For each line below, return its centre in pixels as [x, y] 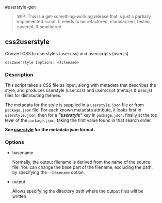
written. [20, 196]
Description [19, 75]
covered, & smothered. [40, 27]
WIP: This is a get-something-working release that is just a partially [84, 16]
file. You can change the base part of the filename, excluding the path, [82, 167]
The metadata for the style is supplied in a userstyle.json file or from [74, 105]
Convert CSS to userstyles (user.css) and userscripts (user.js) [67, 53]
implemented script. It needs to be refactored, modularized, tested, [84, 22]
